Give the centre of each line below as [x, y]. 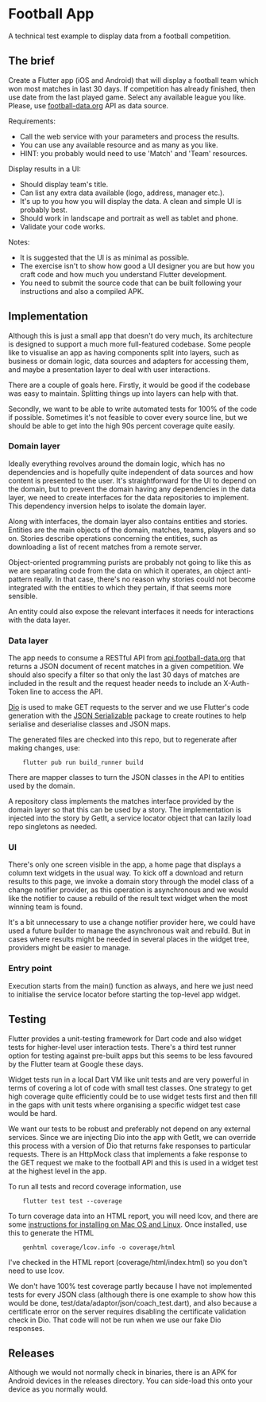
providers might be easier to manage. [69, 948]
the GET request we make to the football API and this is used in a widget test [133, 1162]
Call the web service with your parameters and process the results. [129, 136]
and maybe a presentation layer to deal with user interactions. [109, 369]
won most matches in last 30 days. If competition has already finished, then [132, 88]
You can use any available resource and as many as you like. [119, 145]
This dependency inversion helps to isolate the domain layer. [107, 506]
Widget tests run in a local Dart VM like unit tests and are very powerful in [129, 1079]
